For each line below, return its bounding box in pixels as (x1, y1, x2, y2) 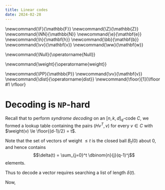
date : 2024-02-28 (5, 12, 41, 17)
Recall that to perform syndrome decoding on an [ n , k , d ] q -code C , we (5, 115, 149, 122)
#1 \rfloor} (5, 81, 26, 87)
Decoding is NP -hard (5, 98, 90, 110)
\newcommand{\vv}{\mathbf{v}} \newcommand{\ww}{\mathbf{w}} (5, 41, 143, 47)
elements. (5, 159, 26, 165)
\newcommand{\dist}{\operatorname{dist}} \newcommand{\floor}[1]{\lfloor (5, 76, 160, 82)
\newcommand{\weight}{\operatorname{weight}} (5, 61, 107, 67)
